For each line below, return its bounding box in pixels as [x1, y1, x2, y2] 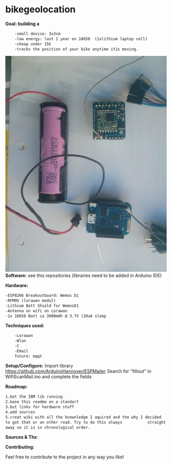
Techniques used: [5, 322, 45, 328]
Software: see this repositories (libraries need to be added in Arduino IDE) [5, 272, 162, 278]
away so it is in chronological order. [5, 425, 91, 430]
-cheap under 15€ [14, 41, 52, 47]
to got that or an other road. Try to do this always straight [5, 420, 166, 425]
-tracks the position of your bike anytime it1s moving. [14, 46, 139, 52]
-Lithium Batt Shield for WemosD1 [5, 303, 79, 308]
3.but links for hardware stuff [5, 404, 74, 410]
